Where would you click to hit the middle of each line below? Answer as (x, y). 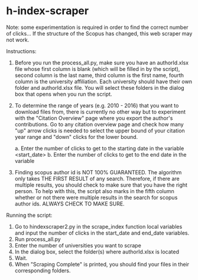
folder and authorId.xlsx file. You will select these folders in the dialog (99, 87)
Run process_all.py (38, 239)
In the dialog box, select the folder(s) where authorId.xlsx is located (97, 252)
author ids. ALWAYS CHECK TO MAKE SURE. (70, 204)
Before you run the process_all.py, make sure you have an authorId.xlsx (102, 63)
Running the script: (29, 215)
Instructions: (21, 51)
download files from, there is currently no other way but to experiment (100, 112)
